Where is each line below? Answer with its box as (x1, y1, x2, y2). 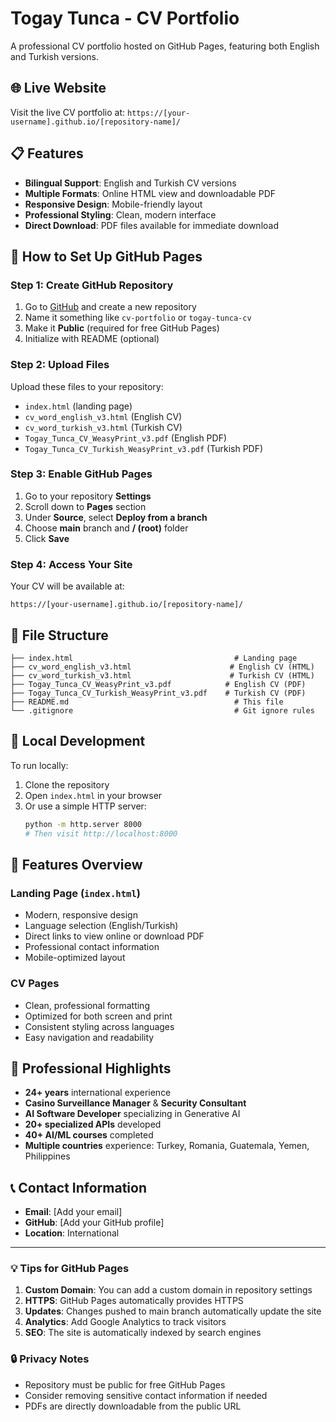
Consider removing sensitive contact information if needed (24, 1389, 268, 1401)
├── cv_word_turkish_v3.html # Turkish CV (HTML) (10, 670, 315, 681)
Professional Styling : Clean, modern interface (24, 208, 217, 221)
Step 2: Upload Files (10, 358, 110, 372)
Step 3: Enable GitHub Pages (10, 467, 153, 481)
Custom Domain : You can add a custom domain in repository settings (24, 1284, 313, 1296)
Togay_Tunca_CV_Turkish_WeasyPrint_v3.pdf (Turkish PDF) (24, 442, 264, 454)
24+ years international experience (24, 1087, 172, 1099)
